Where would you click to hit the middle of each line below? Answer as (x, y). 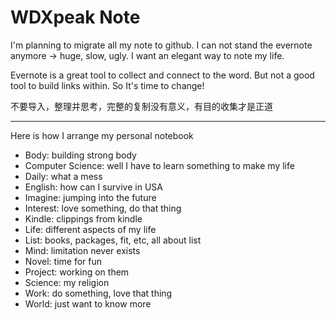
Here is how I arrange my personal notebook (102, 135)
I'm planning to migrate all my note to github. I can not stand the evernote (161, 45)
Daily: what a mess (63, 176)
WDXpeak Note (75, 17)
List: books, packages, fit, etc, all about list (113, 240)
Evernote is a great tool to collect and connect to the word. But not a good (162, 75)
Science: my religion (67, 282)
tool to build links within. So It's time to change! (107, 85)
